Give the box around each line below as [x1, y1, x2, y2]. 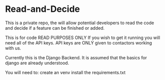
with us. [5, 45, 21, 51]
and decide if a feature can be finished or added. [5, 25, 105, 31]
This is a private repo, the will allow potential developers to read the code [5, 20, 154, 26]
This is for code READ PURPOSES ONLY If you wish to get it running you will [5, 35, 161, 40]
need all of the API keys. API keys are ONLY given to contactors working [5, 40, 152, 45]
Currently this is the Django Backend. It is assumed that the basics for [5, 54, 147, 60]
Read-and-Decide [5, 3, 80, 15]
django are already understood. [5, 60, 69, 66]
